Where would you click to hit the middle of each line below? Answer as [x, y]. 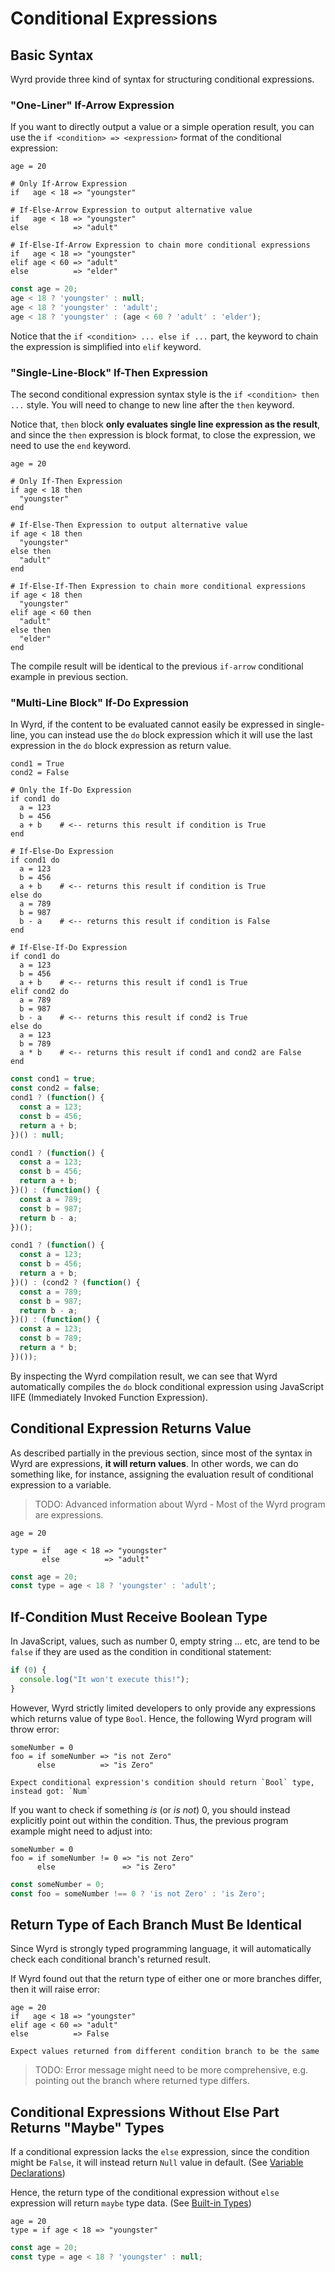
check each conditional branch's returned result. [111, 1959]
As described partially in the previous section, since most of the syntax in [161, 1453]
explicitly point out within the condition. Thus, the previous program [149, 1820]
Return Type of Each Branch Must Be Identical [156, 1924]
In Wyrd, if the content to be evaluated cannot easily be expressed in [152, 724]
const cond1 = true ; [53, 1079]
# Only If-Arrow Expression [69, 184]
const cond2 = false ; [55, 1088]
